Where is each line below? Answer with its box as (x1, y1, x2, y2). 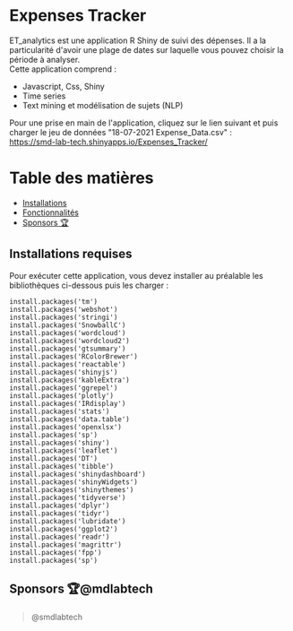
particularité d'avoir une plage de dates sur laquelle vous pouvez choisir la (9, 44, 284, 55)
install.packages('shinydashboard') (9, 470, 146, 479)
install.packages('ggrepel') (9, 383, 118, 393)
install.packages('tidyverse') (9, 493, 126, 502)
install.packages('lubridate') (9, 516, 126, 525)
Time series (22, 91, 66, 101)
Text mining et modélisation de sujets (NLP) (22, 99, 184, 110)
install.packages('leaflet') (9, 445, 118, 455)
